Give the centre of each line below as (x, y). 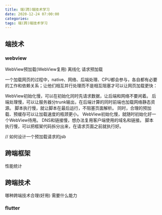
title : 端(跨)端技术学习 (27, 9)
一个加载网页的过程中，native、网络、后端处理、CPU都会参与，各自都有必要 (81, 79)
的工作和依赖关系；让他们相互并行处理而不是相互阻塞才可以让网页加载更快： (81, 85)
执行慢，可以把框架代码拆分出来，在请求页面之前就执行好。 (64, 126)
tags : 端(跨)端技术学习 (26, 23)
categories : (17, 18)
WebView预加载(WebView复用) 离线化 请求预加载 (54, 69)
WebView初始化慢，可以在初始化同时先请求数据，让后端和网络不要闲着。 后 (81, 96)
